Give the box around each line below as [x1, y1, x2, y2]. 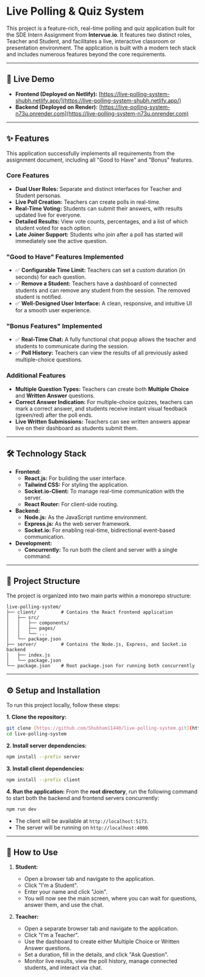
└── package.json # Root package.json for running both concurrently [6, 663, 195, 669]
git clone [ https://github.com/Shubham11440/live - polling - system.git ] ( [6, 725, 192, 732]
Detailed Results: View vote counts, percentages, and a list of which [15, 217, 188, 225]
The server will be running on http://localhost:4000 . [15, 823, 149, 831]
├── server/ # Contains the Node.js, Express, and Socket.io [6, 642, 187, 648]
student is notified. [15, 293, 63, 301]
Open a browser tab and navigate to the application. [24, 875, 156, 883]
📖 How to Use [6, 847, 58, 858]
